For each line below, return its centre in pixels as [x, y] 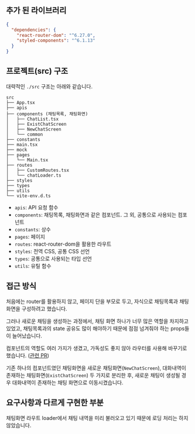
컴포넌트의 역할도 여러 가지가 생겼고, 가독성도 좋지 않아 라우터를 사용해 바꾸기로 [97, 348]
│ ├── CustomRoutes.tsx [37, 170]
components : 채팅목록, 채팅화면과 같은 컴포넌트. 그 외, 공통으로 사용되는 [95, 215]
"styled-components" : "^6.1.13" [56, 41]
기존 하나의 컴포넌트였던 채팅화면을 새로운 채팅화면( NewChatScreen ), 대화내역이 [96, 368]
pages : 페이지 [30, 236]
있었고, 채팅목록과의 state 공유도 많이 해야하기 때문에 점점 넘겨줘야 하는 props [95, 328]
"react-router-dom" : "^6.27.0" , [56, 35]
